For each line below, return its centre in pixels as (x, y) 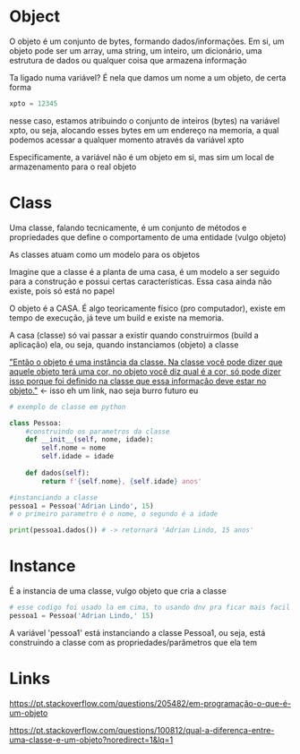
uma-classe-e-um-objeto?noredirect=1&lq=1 (91, 740)
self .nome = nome (73, 448)
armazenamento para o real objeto (73, 167)
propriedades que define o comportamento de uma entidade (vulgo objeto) (148, 237)
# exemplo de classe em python (68, 407)
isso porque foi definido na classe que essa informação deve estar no (138, 381)
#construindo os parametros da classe (98, 432)
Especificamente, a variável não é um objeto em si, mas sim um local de (142, 157)
